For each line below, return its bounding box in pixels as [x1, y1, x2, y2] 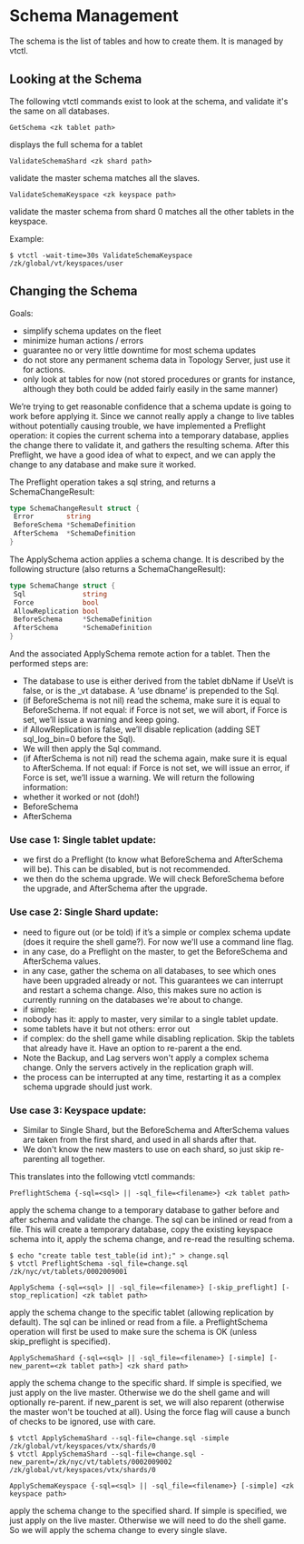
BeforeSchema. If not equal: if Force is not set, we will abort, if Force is [22, 705, 288, 716]
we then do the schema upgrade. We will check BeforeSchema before [22, 874, 285, 885]
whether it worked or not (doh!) [22, 792, 141, 803]
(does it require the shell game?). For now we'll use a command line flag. [22, 936, 294, 947]
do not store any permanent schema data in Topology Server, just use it [22, 354, 290, 365]
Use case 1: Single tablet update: [9, 833, 157, 846]
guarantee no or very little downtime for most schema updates [22, 345, 257, 356]
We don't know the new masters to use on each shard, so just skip [22, 1143, 271, 1155]
